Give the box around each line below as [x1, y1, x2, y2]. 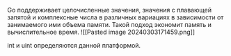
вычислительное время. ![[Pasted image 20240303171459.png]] [7, 28, 196, 36]
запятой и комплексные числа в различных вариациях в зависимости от [7, 13, 224, 21]
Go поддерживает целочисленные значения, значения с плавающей [7, 6, 212, 14]
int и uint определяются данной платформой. [7, 41, 141, 49]
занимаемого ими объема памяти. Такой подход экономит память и [7, 21, 212, 28]
